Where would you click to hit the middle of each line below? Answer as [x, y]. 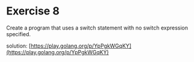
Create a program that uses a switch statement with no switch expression [97, 28]
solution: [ [19, 46]
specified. [19, 34]
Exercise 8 [33, 11]
